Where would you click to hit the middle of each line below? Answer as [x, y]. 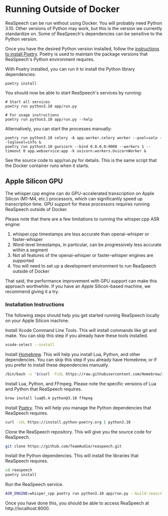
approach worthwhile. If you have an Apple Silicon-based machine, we [78, 286]
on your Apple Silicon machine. [37, 320]
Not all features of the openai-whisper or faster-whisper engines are [83, 255]
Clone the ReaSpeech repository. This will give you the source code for [78, 431]
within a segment [30, 250]
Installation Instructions [35, 304]
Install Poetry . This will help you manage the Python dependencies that [78, 407]
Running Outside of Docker [62, 9]
